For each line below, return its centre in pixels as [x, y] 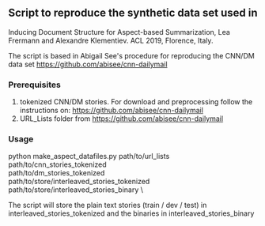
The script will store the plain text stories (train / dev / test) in [108, 205]
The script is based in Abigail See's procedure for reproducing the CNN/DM [131, 55]
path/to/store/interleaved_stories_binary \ [76, 190]
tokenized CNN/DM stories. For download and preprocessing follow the [136, 102]
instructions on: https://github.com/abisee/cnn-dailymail [112, 111]
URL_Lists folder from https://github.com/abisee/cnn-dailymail [121, 119]
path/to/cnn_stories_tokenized [57, 164]
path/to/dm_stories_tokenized [57, 173]
